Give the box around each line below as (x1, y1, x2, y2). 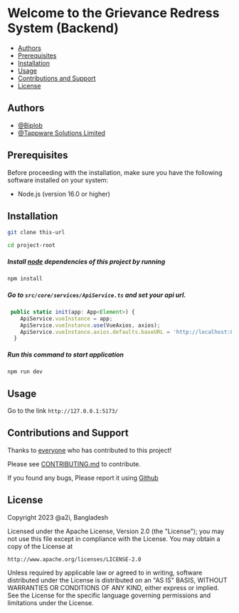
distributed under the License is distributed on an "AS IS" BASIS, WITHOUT (7, 575, 228, 585)
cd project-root (7, 242, 55, 249)
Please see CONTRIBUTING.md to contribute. (7, 459, 141, 468)
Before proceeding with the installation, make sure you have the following (7, 168, 223, 177)
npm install (7, 276, 43, 283)
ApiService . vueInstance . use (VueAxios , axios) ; (20, 322, 161, 329)
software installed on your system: (7, 176, 109, 184)
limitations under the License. (7, 598, 94, 607)
